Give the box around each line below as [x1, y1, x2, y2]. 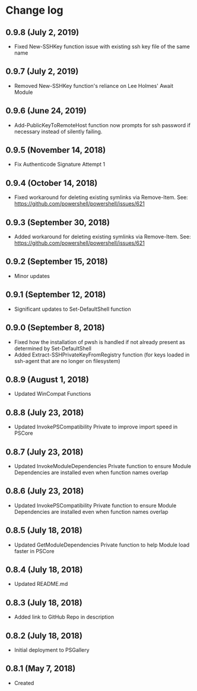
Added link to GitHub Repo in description [14, 613, 114, 621]
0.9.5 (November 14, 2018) [5, 145, 106, 155]
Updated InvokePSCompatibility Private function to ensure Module [14, 501, 177, 509]
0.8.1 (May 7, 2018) [5, 664, 76, 674]
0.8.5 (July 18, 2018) [5, 525, 82, 535]
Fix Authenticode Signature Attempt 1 [14, 161, 106, 168]
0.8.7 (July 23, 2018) [5, 447, 84, 457]
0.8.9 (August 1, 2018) [5, 374, 90, 384]
